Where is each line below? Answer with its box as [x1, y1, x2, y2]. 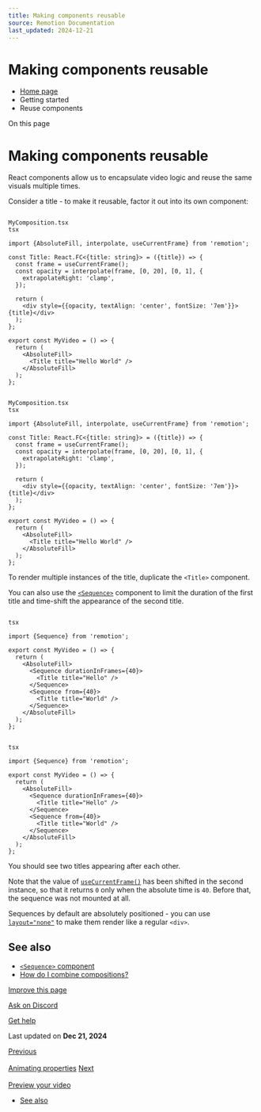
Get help [8, 1016, 36, 1026]
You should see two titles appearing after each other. [8, 862, 181, 871]
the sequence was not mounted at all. [8, 893, 131, 904]
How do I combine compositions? [19, 970, 129, 980]
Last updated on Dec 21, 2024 [8, 1031, 108, 1041]
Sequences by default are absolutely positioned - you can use [8, 909, 211, 919]
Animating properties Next [8, 1064, 94, 1073]
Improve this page [8, 985, 67, 995]
